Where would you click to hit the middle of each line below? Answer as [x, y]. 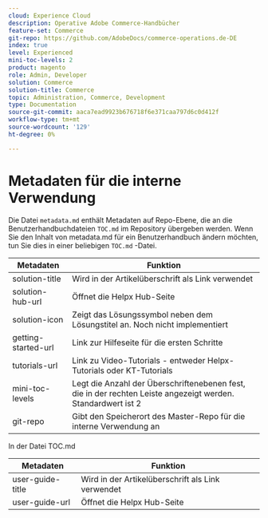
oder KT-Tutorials [140, 370]
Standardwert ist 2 [106, 403]
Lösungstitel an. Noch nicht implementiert [150, 324]
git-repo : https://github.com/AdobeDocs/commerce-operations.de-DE [123, 38]
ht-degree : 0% [32, 134]
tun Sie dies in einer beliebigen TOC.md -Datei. [83, 245]
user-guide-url [41, 502]
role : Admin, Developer [48, 75]
